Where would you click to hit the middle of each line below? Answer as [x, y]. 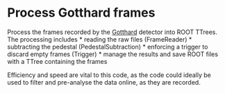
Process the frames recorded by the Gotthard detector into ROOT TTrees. [112, 32]
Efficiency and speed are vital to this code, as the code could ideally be [109, 75]
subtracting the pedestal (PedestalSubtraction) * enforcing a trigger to [108, 46]
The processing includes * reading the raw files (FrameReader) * [100, 39]
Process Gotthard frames [81, 13]
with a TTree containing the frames [57, 61]
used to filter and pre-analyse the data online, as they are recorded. [104, 82]
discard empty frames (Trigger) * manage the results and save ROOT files [113, 54]
